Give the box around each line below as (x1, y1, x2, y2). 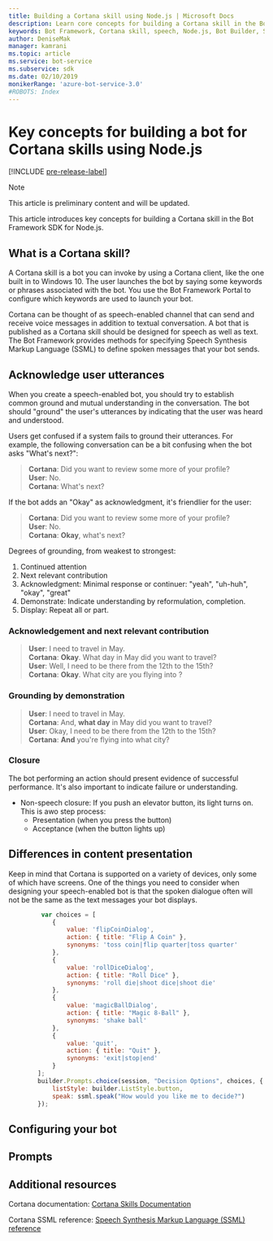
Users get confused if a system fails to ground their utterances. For (8, 430, 233, 440)
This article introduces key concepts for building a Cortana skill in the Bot (8, 214, 254, 224)
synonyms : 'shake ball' (66, 1016, 148, 1025)
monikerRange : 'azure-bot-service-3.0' (8, 80, 144, 88)
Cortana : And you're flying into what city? (28, 734, 170, 745)
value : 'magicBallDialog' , (66, 1002, 158, 1010)
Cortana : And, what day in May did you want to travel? (28, 717, 213, 727)
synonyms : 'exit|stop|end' (66, 1055, 158, 1063)
